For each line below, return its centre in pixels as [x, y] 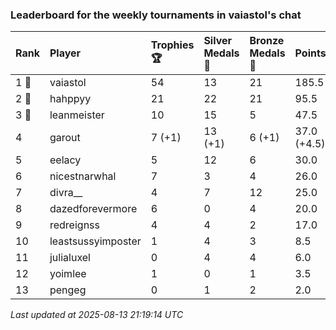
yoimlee [68, 274]
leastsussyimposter [95, 241]
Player [65, 53]
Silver [218, 41]
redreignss [74, 225]
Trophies [172, 45]
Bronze [267, 41]
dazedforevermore [93, 209]
